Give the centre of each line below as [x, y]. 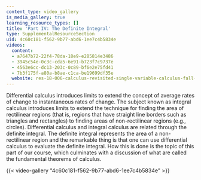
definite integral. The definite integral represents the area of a [82, 134]
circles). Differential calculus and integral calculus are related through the [97, 127]
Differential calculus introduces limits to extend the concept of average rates [100, 96]
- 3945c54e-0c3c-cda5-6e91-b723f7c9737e [63, 62]
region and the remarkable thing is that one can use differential [109, 140]
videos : [16, 45]
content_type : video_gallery [42, 12]
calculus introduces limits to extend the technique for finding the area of [95, 108]
